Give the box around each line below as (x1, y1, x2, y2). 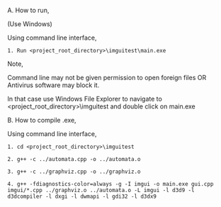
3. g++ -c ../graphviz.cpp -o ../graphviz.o (7, 168, 141, 175)
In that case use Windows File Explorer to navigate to (7, 95, 163, 103)
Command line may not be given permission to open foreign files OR (7, 74, 207, 82)
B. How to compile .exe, (7, 116, 76, 124)
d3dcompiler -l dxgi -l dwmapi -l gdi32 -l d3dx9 (7, 193, 157, 200)
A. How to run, (7, 6, 50, 14)
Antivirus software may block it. (7, 81, 100, 89)
